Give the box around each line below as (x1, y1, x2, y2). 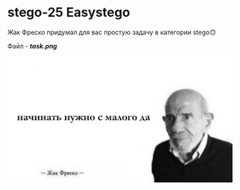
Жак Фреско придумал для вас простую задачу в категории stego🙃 (7, 28, 216, 36)
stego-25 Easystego (7, 4, 131, 21)
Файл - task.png (7, 41, 57, 50)
